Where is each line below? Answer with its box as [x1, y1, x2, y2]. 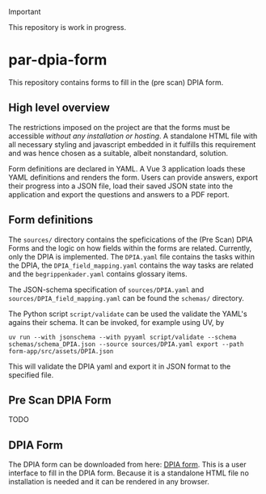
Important [8, 7, 41, 16]
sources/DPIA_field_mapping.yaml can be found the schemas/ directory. [8, 293, 244, 302]
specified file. [8, 369, 54, 379]
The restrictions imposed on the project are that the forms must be [8, 122, 230, 132]
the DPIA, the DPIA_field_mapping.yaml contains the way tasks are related [8, 260, 254, 270]
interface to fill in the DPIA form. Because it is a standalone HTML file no [8, 468, 249, 478]
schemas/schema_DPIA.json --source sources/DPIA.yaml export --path [8, 340, 244, 348]
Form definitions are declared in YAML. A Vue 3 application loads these [8, 163, 246, 173]
